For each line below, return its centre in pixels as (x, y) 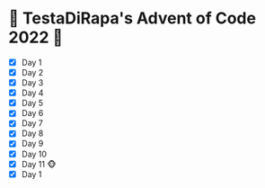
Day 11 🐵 (39, 164)
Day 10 (34, 154)
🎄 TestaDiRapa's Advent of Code (132, 18)
